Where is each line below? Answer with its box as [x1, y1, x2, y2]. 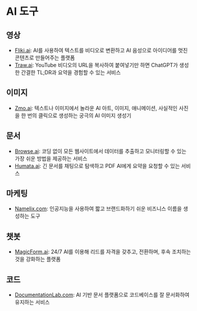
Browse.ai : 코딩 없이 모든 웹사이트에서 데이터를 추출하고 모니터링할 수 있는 [14, 147, 187, 154]
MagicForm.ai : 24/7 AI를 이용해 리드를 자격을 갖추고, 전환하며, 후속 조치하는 [14, 248, 191, 256]
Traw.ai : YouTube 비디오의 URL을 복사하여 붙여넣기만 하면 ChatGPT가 [14, 62, 178, 68]
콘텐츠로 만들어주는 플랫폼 [14, 54, 75, 61]
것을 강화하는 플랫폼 [14, 256, 61, 263]
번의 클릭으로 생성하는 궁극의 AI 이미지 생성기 [27, 112, 132, 119]
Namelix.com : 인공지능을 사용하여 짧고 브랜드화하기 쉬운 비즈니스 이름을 [14, 205, 182, 212]
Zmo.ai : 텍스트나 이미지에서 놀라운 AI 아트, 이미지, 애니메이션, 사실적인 [14, 104, 178, 111]
